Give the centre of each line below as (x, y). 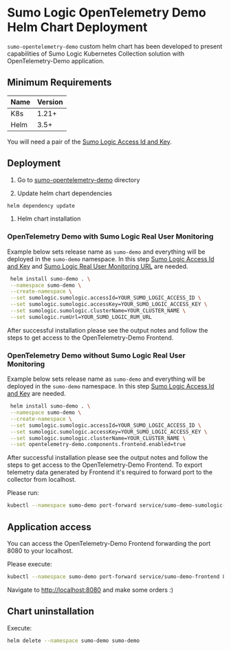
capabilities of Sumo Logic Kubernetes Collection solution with (96, 54)
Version (50, 102)
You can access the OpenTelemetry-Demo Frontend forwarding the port (109, 543)
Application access (49, 527)
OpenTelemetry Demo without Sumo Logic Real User (96, 355)
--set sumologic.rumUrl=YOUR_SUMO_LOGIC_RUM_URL (81, 317)
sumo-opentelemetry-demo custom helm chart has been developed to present (115, 46)
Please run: (23, 493)
